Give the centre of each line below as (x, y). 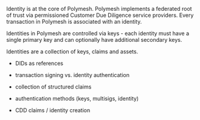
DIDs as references (39, 63)
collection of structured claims (53, 87)
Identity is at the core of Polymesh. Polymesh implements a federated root (99, 9)
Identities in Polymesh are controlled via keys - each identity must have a (98, 33)
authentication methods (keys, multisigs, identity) (77, 98)
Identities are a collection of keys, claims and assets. (72, 52)
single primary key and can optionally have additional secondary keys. (94, 40)
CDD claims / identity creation (53, 110)
